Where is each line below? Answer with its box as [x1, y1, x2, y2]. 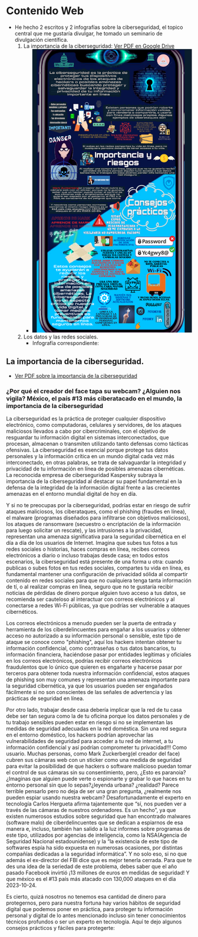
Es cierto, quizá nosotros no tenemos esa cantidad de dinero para [6, 893, 166, 900]
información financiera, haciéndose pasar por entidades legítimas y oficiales [6, 651, 192, 658]
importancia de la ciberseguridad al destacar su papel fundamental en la [6, 478, 183, 485]
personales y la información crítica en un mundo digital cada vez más [6, 453, 175, 460]
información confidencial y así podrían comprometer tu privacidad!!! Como [6, 744, 187, 751]
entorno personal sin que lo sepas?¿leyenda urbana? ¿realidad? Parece [6, 781, 179, 788]
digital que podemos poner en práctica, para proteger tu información [6, 906, 173, 913]
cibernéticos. [6, 609, 38, 616]
